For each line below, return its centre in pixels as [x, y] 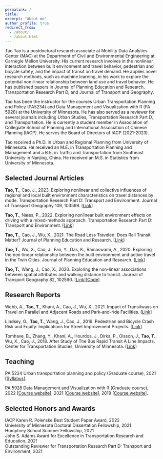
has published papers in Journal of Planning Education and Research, [75, 87]
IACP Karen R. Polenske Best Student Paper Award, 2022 [62, 420]
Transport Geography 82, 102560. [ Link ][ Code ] [52, 279]
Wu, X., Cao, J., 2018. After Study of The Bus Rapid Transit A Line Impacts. [80, 341]
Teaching [20, 361]
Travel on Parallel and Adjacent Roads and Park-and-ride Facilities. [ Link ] [79, 312]
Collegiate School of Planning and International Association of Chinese [76, 127]
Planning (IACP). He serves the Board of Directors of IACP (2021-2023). [77, 133]
